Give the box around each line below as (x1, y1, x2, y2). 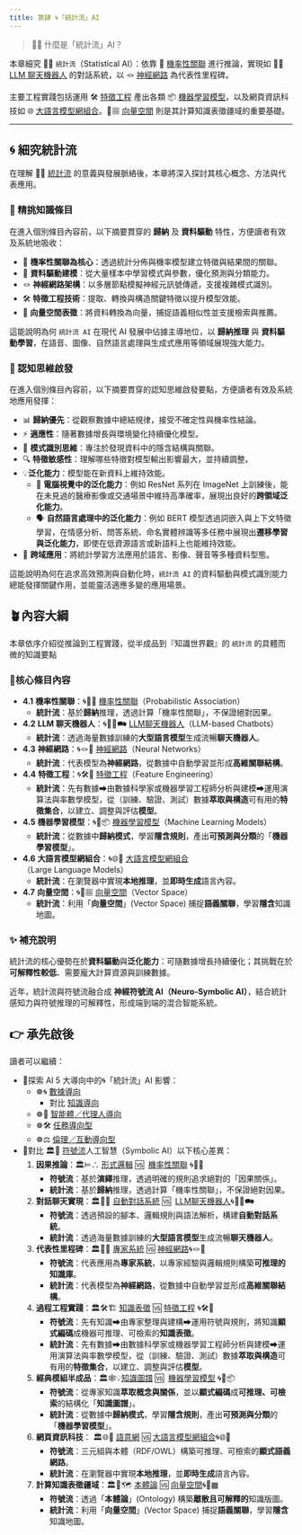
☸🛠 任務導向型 (35, 1120, 93, 1131)
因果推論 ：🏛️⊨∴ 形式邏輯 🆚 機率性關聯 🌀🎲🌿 (35, 1159, 204, 1170)
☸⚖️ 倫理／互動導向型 (35, 1134, 116, 1145)
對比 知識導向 (49, 1097, 100, 1108)
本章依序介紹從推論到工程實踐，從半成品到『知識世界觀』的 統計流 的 (9, 637, 262, 648)
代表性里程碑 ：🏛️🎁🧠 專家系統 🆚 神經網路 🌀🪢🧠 (35, 1244, 206, 1255)
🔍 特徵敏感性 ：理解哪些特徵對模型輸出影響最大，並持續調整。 (22, 454, 253, 465)
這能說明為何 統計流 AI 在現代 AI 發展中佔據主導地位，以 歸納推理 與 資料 (9, 325, 278, 337)
